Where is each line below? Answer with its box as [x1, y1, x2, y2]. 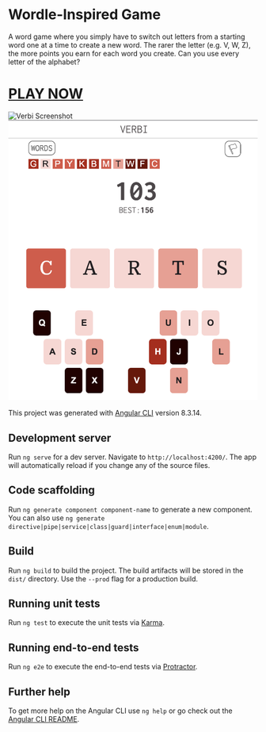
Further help [8, 684, 71, 699]
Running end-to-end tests [8, 641, 139, 654]
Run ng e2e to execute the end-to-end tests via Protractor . [8, 662, 198, 672]
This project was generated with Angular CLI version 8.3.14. [8, 408, 202, 418]
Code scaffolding [8, 484, 95, 497]
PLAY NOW [8, 85, 84, 103]
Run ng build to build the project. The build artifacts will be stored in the [8, 565, 244, 575]
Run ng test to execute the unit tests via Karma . [8, 618, 165, 627]
